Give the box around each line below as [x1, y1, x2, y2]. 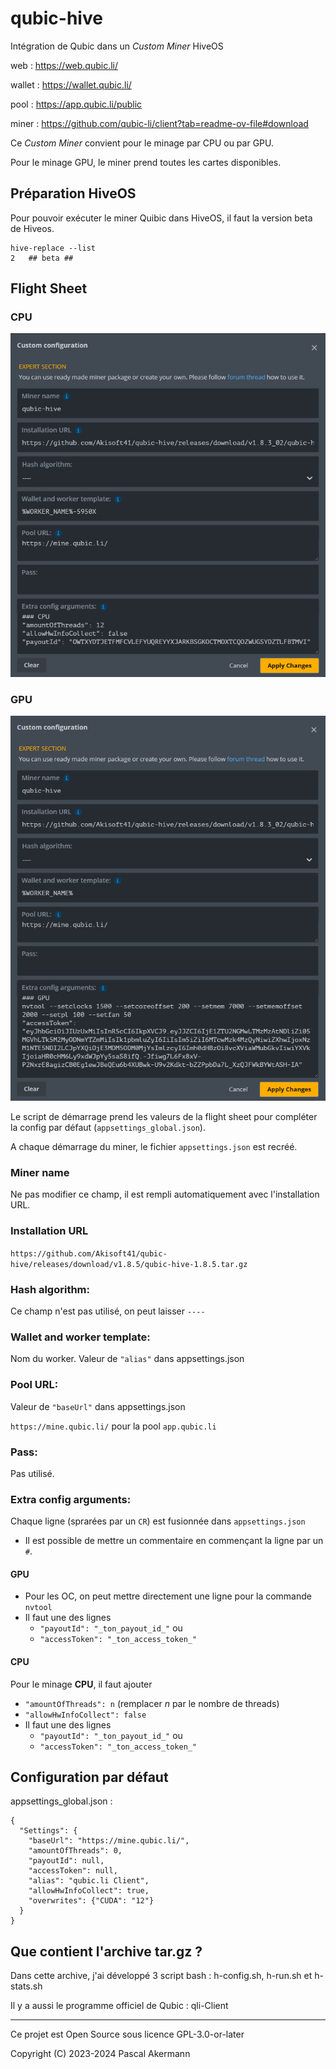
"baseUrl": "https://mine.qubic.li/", [28, 1836, 190, 1846]
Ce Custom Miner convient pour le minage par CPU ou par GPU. [10, 137, 275, 149]
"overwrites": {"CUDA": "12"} [28, 1896, 155, 1906]
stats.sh [10, 1980, 43, 1992]
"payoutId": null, [28, 1856, 105, 1866]
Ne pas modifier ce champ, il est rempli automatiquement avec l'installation [10, 1188, 320, 1201]
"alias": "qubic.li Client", [28, 1876, 150, 1886]
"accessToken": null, [28, 1866, 118, 1876]
